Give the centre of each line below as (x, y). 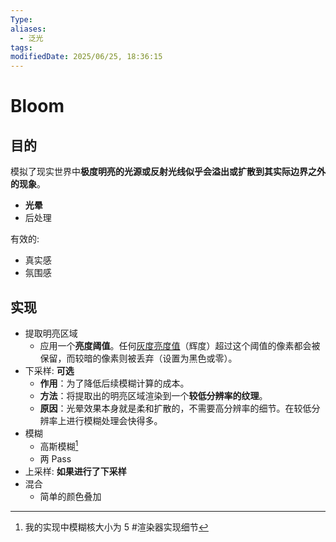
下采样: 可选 (49, 370)
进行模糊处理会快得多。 (114, 420)
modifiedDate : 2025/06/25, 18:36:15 (86, 57)
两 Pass (55, 458)
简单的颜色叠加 (70, 496)
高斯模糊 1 (59, 445)
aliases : (28, 29)
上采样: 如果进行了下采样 (75, 471)
